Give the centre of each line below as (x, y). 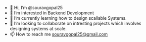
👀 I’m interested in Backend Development (52, 13)
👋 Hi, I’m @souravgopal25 (36, 8)
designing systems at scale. (38, 29)
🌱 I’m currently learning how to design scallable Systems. (68, 18)
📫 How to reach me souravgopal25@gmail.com (59, 34)
